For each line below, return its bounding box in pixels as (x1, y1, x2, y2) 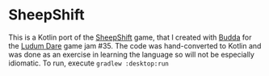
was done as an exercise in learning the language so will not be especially (8, 49, 254, 59)
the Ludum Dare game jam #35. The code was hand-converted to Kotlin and (8, 40, 262, 50)
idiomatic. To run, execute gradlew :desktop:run (8, 58, 170, 68)
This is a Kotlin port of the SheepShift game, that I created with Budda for (8, 32, 252, 42)
